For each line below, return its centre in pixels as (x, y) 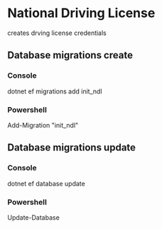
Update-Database (34, 217)
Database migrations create (70, 55)
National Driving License (81, 13)
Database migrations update (72, 148)
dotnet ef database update (46, 183)
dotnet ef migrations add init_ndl (55, 91)
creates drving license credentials (57, 33)
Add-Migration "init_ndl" (43, 125)
